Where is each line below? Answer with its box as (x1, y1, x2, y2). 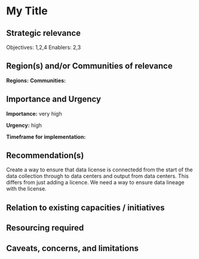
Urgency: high (6, 121, 42, 129)
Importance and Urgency (6, 94, 102, 104)
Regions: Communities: (6, 76, 66, 84)
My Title (6, 4, 48, 18)
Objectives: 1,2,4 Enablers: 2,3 (6, 44, 81, 51)
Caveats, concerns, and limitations (6, 243, 139, 253)
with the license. (6, 185, 47, 192)
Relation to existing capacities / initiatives (6, 202, 166, 212)
